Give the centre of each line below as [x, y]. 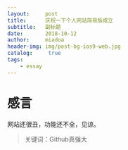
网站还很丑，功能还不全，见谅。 [53, 124]
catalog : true [34, 54]
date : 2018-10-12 [42, 33]
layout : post [33, 14]
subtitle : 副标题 [34, 27]
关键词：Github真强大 [56, 139]
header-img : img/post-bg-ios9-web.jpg [64, 46]
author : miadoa [36, 40]
